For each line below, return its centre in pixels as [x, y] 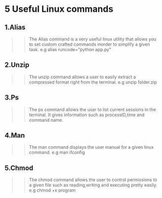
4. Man [15, 136]
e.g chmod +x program [52, 190]
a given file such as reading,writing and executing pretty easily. [93, 185]
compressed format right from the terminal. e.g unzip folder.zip [93, 82]
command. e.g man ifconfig [57, 152]
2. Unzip [17, 65]
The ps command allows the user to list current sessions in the [92, 109]
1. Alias [15, 27]
